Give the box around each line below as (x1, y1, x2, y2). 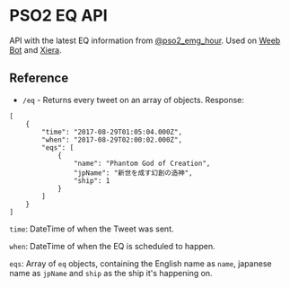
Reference (9, 71, 69, 86)
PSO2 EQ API (9, 5, 108, 26)
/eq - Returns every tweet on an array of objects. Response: (22, 94, 245, 105)
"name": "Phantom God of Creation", (73, 159, 211, 168)
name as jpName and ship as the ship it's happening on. (9, 267, 213, 278)
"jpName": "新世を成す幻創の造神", (73, 168, 193, 178)
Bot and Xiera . (9, 44, 63, 55)
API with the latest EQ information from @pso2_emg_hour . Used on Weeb (9, 35, 281, 46)
